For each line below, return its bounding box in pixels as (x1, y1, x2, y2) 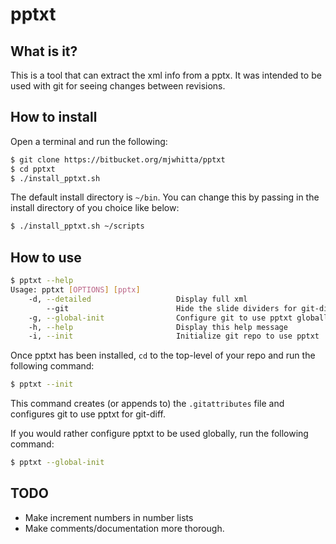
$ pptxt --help (10, 276, 74, 286)
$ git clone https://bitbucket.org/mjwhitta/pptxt (10, 154, 226, 165)
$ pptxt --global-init (10, 458, 105, 468)
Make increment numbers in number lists (24, 511, 194, 523)
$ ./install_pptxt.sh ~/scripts (10, 221, 145, 232)
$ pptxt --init (10, 379, 74, 390)
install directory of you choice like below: (10, 202, 180, 214)
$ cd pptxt (10, 164, 56, 174)
